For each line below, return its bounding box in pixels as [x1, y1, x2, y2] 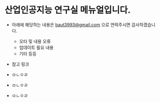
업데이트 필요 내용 [19, 44, 54, 50]
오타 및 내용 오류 [19, 38, 51, 44]
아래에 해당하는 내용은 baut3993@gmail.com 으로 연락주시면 [11, 22, 131, 28]
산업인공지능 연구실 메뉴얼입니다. [4, 4, 131, 16]
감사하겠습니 [131, 22, 156, 28]
